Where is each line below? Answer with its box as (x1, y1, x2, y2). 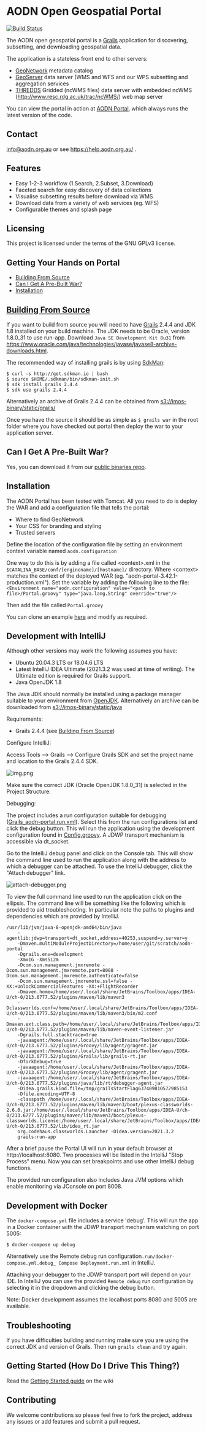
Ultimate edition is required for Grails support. (15, 672, 131, 680)
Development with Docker (6, 1200, 108, 1211)
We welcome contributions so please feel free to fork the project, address (6, 1411, 193, 1419)
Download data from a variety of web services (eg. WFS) (15, 199, 159, 206)
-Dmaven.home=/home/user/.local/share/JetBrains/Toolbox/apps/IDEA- (17, 989, 196, 995)
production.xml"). (6, 578, 51, 586)
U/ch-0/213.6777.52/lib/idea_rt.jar (6, 1123, 100, 1130)
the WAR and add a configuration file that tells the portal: (6, 503, 150, 511)
